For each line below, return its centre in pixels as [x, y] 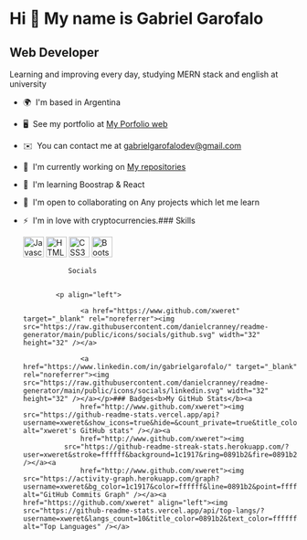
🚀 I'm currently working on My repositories [104, 167]
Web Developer [54, 53]
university [28, 84]
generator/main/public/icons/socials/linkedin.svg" [123, 391]
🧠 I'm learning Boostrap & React [84, 185]
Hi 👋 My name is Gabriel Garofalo [137, 19]
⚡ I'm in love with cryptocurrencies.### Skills [109, 220]
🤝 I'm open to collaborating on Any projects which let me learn [141, 202]
